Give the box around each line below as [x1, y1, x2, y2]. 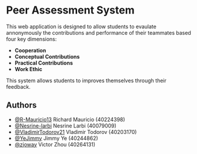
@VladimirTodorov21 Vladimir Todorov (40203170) [14, 128, 137, 135]
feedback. [6, 83, 31, 90]
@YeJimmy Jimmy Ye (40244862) [14, 135, 98, 142]
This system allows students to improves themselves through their [6, 77, 166, 84]
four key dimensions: [6, 35, 57, 42]
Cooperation [14, 46, 46, 53]
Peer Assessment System [6, 4, 135, 17]
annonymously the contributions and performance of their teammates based [6, 29, 191, 36]
